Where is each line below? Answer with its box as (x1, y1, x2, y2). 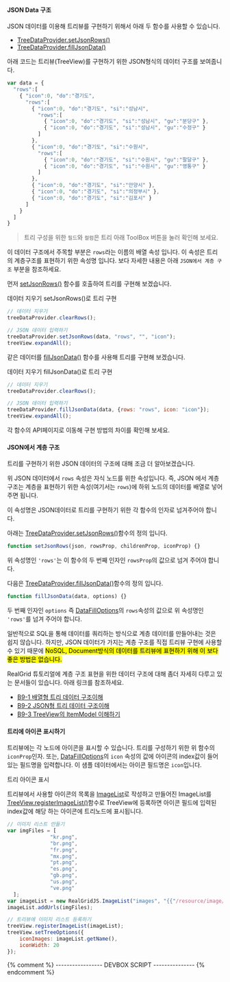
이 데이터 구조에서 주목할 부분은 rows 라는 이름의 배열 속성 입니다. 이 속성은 (7, 248, 205, 256)
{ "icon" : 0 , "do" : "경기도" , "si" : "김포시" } (31, 194, 152, 201)
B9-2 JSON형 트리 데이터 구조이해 (16, 702, 110, 710)
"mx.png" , (50, 853, 78, 860)
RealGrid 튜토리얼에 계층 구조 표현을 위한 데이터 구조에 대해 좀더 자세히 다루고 (7, 670, 216, 678)
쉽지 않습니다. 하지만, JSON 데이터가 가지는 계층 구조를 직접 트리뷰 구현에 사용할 (7, 638, 222, 646)
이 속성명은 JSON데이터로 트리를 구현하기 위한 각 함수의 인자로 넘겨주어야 (7, 506, 205, 514)
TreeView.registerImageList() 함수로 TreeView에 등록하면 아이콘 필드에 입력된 (7, 799, 217, 807)
